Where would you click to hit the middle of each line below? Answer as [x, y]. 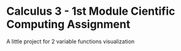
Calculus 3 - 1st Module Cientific [91, 11]
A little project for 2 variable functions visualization [71, 41]
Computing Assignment [68, 24]
